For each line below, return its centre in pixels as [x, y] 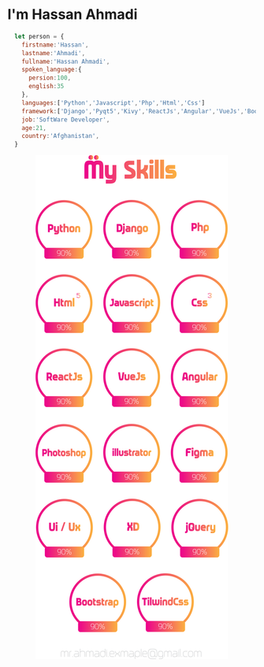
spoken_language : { [52, 70]
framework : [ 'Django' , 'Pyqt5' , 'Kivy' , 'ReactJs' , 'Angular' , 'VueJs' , [133, 111]
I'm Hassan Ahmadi [73, 15]
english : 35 [46, 87]
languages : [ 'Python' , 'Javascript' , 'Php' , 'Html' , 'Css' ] [113, 103]
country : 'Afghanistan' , [61, 136]
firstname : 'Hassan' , [55, 45]
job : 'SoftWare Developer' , [66, 120]
